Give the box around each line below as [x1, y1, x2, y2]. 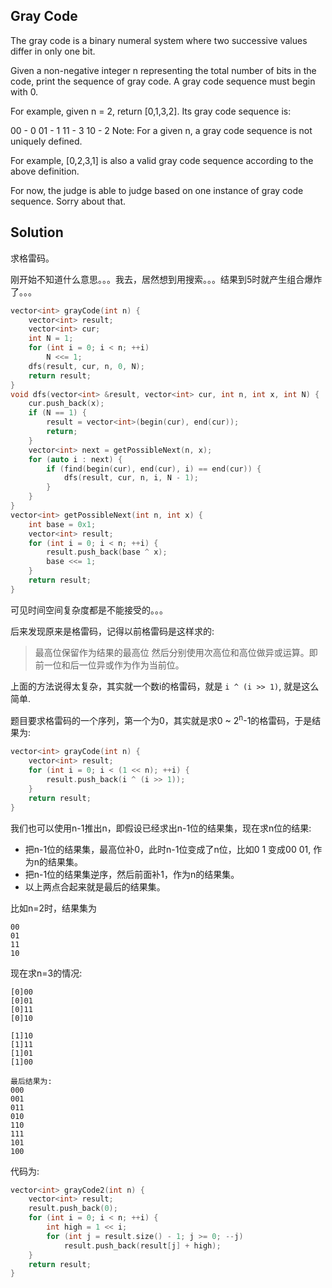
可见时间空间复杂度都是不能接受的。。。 [10, 604, 168, 616]
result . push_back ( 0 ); [28, 1204, 118, 1214]
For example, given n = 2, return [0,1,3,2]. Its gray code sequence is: [10, 105, 292, 117]
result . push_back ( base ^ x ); [46, 547, 168, 558]
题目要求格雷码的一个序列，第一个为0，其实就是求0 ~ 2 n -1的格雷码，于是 [10, 712, 313, 726]
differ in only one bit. [10, 45, 96, 57]
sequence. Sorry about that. [10, 195, 127, 207]
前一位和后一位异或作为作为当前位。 [34, 659, 185, 671]
